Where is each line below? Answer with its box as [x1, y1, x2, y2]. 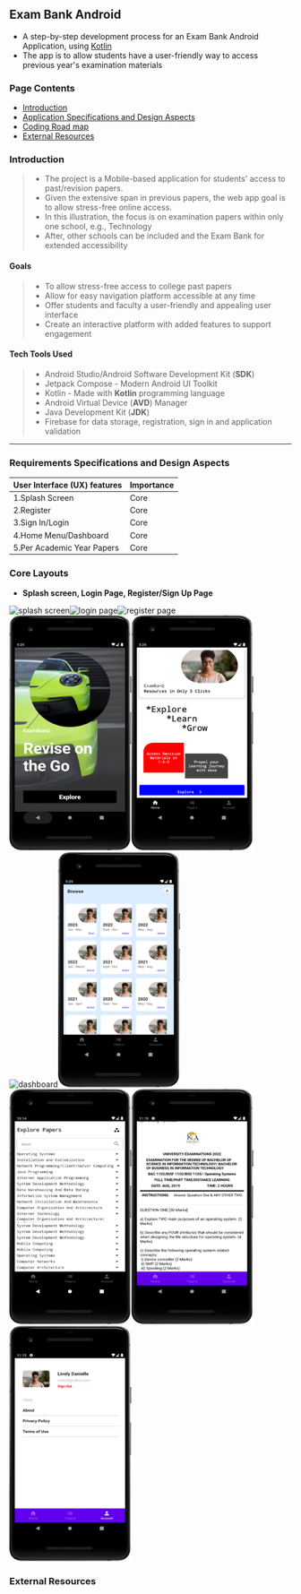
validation [44, 426, 82, 436]
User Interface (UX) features [13, 479, 123, 490]
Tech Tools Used [9, 349, 73, 359]
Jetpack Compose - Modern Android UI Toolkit [44, 378, 218, 389]
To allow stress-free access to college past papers [44, 280, 232, 291]
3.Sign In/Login [13, 517, 70, 528]
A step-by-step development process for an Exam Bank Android [21, 30, 260, 41]
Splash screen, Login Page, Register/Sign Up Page [21, 587, 213, 599]
